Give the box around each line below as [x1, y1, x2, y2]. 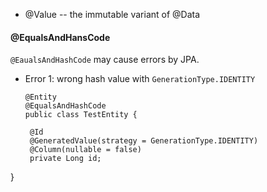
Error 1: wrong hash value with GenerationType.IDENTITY [24, 73, 256, 85]
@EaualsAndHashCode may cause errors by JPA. [10, 54, 200, 66]
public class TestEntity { [24, 110, 138, 120]
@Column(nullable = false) [29, 145, 142, 155]
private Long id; [29, 154, 102, 164]
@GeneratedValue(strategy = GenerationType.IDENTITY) [29, 136, 259, 146]
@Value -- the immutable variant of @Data [24, 9, 201, 20]
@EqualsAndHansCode [10, 31, 111, 43]
